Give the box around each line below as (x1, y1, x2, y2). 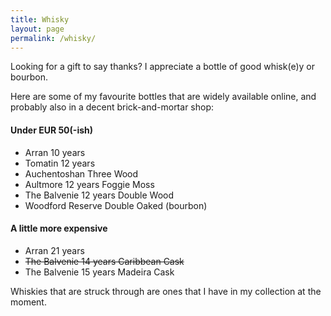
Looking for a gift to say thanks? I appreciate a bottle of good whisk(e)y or (10, 61, 315, 73)
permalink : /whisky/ (10, 33, 97, 43)
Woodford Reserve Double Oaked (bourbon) (24, 199, 208, 211)
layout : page (10, 24, 65, 34)
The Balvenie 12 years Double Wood (24, 189, 175, 201)
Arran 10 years (24, 146, 86, 158)
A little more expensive (10, 222, 108, 235)
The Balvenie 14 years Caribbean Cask (24, 255, 185, 267)
